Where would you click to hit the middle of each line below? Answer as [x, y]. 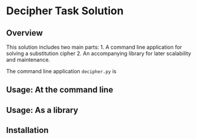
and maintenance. [28, 60]
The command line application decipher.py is [61, 71]
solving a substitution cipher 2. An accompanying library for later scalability [99, 53]
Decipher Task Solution [65, 11]
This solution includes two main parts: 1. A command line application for [94, 47]
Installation [27, 130]
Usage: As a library [42, 110]
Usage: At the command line [60, 90]
